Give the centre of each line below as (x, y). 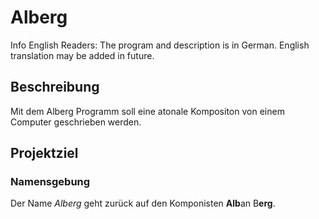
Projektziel (44, 153)
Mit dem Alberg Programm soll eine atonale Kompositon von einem (147, 111)
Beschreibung (55, 87)
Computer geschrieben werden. (76, 122)
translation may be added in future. (82, 55)
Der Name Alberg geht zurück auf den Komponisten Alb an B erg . (143, 203)
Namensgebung (50, 182)
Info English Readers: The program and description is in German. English (160, 45)
